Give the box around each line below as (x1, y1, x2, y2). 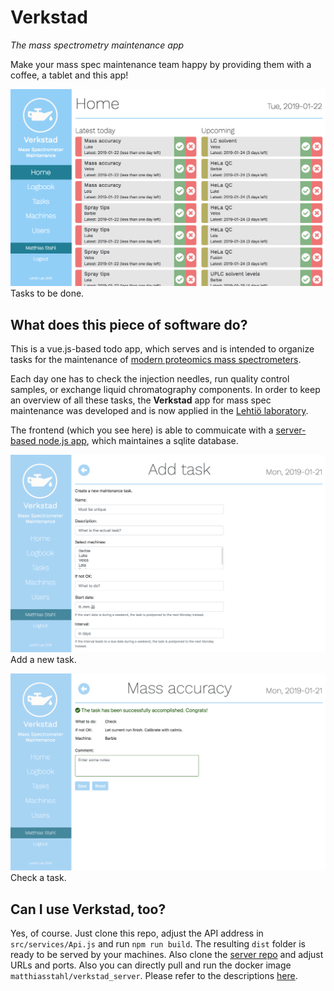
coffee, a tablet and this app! (10, 69, 129, 81)
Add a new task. (10, 653, 77, 665)
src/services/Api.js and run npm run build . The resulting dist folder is (10, 938, 306, 950)
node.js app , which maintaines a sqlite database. (38, 435, 239, 447)
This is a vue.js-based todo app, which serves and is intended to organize (10, 343, 315, 355)
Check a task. (10, 872, 67, 884)
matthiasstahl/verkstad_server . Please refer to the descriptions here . (10, 970, 298, 982)
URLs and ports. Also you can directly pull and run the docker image (10, 959, 292, 971)
